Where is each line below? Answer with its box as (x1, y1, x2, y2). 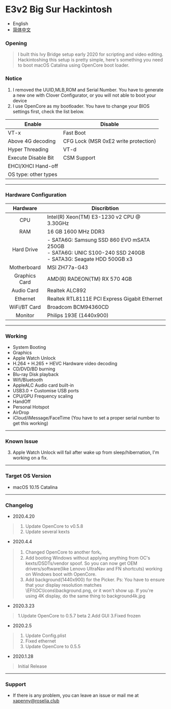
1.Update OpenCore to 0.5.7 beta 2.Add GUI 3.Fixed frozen (17, 613, 141, 619)
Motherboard (9, 263, 41, 271)
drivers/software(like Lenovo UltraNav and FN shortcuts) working (25, 566, 163, 572)
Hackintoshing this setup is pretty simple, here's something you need (17, 57, 163, 63)
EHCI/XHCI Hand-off (8, 162, 59, 169)
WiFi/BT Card (9, 303, 41, 311)
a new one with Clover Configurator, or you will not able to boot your (12, 92, 156, 98)
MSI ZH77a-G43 (47, 263, 88, 271)
